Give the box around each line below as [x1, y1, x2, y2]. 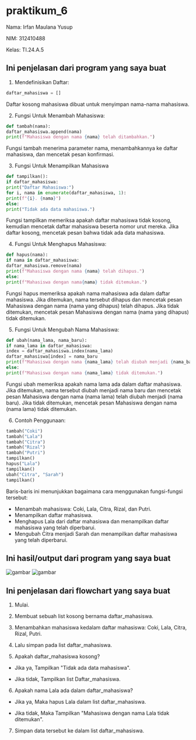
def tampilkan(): [6, 174, 48, 180]
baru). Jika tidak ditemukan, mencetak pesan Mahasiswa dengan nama [6, 399, 177, 406]
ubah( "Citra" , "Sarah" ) [6, 471, 64, 478]
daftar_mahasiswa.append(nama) [6, 129, 82, 135]
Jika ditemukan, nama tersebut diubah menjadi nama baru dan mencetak [6, 386, 181, 393]
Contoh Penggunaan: [14, 417, 66, 424]
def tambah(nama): [6, 123, 51, 129]
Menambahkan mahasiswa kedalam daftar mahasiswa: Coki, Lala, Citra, [14, 624, 187, 631]
